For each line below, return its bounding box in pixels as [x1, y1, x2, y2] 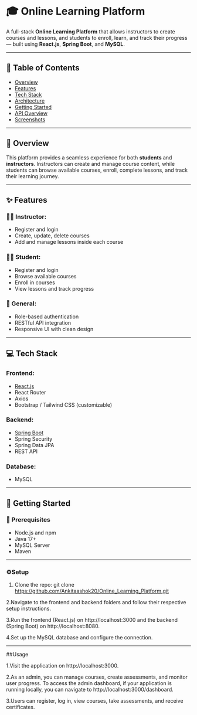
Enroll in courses [14, 279, 56, 286]
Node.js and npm [14, 529, 56, 536]
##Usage [6, 651, 29, 658]
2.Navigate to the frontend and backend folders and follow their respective [6, 599, 186, 606]
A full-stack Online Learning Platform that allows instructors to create [6, 28, 176, 35]
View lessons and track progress [14, 285, 94, 292]
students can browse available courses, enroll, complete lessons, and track [6, 166, 188, 173]
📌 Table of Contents [6, 63, 80, 73]
